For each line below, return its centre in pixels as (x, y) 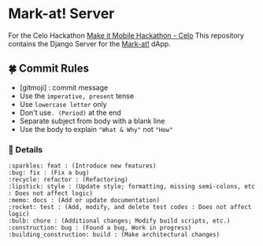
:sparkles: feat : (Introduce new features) (82, 166)
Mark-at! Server (61, 14)
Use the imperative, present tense (77, 96)
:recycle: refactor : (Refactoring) (68, 180)
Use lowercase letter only (63, 104)
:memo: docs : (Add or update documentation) (84, 200)
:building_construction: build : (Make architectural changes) (114, 235)
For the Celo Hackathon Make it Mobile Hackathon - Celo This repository (126, 35)
